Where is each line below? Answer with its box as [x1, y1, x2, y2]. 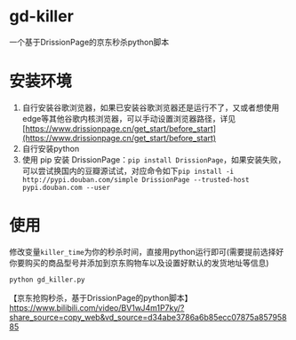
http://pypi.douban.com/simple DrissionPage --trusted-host [21, 175, 250, 184]
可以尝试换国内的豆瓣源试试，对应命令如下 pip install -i [21, 165, 235, 176]
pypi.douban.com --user [21, 183, 111, 192]
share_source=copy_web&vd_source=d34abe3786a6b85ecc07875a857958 [9, 312, 287, 322]
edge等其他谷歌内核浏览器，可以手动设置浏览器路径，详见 [21, 113, 236, 123]
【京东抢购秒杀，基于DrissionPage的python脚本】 [9, 292, 193, 303]
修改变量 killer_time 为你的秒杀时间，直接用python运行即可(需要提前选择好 [9, 246, 284, 257]
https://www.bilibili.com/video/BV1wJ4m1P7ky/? [9, 302, 185, 312]
